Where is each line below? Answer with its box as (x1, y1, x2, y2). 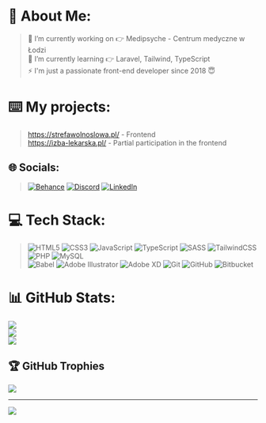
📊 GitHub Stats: (8, 289, 116, 307)
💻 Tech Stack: (8, 211, 106, 228)
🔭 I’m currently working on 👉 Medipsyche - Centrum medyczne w (27, 33, 245, 43)
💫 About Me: (8, 7, 92, 25)
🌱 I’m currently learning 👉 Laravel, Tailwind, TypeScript (27, 54, 211, 63)
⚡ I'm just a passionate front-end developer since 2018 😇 (27, 66, 216, 75)
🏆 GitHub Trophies (8, 359, 105, 372)
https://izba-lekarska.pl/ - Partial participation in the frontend (27, 138, 227, 147)
